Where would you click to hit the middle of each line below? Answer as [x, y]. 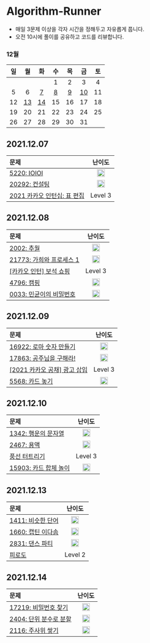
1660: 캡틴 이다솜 [34, 532]
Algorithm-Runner [54, 11]
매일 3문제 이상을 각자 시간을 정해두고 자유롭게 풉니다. [80, 29]
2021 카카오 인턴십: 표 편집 [47, 196]
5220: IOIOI [26, 173]
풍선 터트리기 [27, 456]
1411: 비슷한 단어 [34, 521]
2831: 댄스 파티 [31, 544]
